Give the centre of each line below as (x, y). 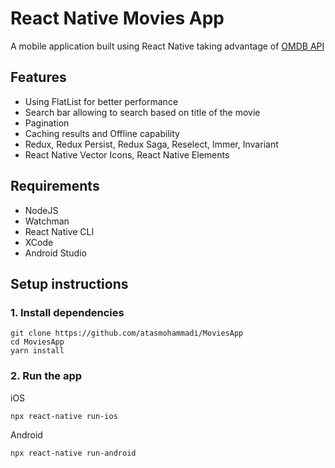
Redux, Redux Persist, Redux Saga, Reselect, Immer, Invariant (151, 144)
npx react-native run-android (73, 453)
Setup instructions (69, 283)
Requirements (55, 186)
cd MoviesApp (37, 342)
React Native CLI (59, 231)
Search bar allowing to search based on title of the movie (142, 112)
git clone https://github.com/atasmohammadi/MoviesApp (127, 333)
